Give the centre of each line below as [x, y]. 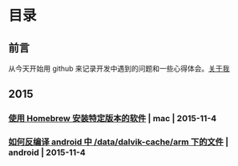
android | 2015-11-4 [47, 152]
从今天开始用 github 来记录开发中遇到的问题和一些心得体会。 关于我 [119, 69]
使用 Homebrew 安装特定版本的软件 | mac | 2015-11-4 [113, 119]
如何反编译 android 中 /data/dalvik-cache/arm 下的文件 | [119, 142]
